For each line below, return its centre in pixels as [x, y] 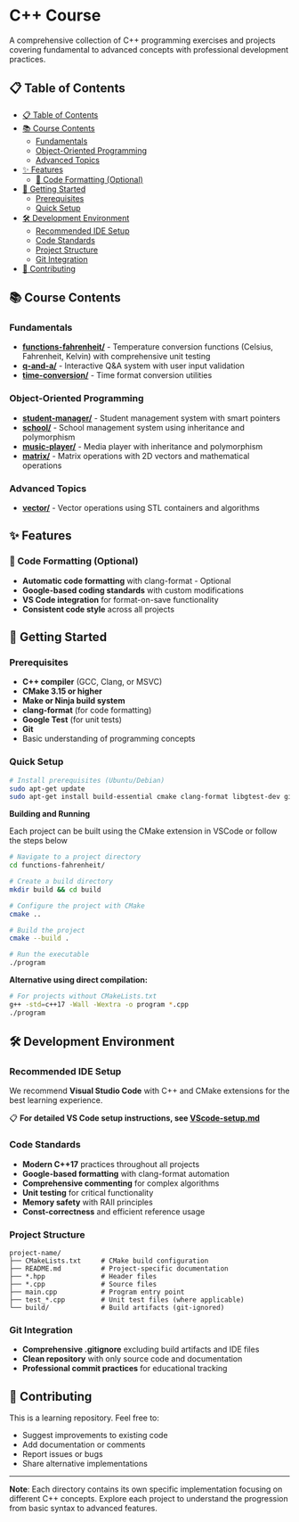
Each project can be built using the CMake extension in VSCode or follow [143, 831]
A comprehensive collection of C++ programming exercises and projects [142, 40]
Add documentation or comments [84, 1444]
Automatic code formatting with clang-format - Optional [126, 580]
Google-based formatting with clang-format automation [125, 1173]
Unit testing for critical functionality [88, 1192]
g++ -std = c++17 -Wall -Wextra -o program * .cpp [99, 1004]
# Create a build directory [61, 882]
